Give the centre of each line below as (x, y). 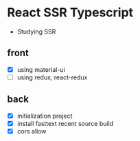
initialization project (45, 116)
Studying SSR (36, 31)
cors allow (32, 131)
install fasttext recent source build (65, 123)
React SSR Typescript (70, 13)
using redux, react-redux (52, 77)
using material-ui (41, 69)
